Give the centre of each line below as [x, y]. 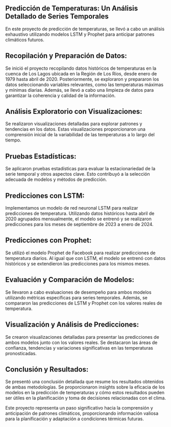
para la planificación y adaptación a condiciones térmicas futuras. [75, 419]
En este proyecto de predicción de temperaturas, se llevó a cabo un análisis [85, 29]
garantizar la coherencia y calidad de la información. [60, 95]
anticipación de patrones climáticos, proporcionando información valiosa [82, 413]
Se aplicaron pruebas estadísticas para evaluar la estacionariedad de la [80, 169]
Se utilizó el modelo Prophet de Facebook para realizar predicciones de [80, 253]
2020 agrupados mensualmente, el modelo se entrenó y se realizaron [78, 219]
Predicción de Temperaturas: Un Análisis [72, 8]
